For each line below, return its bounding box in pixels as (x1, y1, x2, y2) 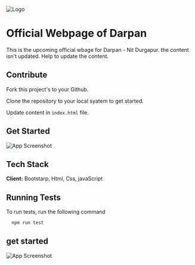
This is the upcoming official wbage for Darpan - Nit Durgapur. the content (6, 46, 189, 53)
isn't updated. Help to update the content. (6, 53, 109, 60)
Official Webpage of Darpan (6, 27, 147, 40)
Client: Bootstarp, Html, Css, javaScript (6, 175, 103, 182)
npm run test (11, 220, 44, 226)
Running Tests (6, 192, 61, 202)
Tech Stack (6, 159, 49, 170)
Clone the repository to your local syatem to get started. (6, 97, 144, 104)
